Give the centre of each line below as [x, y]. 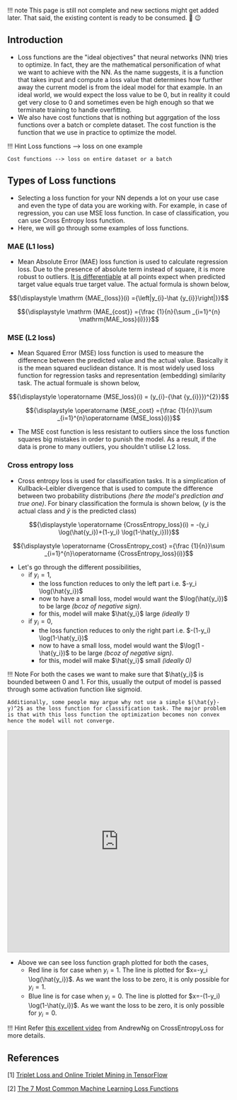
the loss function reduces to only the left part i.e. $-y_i [117, 584]
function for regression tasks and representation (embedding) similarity [122, 375]
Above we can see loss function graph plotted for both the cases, [113, 963]
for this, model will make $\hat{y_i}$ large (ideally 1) [114, 614]
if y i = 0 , [40, 622]
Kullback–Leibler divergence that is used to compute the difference [115, 488]
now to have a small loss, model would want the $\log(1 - [122, 646]
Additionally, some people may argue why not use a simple [96, 703]
